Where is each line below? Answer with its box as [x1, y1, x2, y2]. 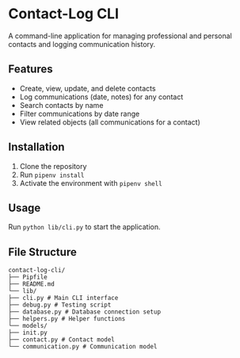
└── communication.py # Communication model [8, 343, 158, 351]
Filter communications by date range [19, 109, 140, 118]
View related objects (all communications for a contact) [19, 117, 200, 127]
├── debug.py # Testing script [8, 301, 112, 310]
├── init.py [8, 329, 48, 337]
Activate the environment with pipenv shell [19, 178, 162, 187]
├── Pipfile [8, 273, 48, 282]
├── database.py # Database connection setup [8, 308, 161, 316]
